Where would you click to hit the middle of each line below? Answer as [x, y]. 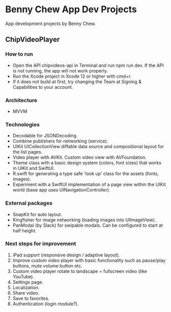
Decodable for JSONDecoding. [45, 136]
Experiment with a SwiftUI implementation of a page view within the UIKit [89, 184]
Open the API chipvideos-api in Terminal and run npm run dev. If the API [88, 65]
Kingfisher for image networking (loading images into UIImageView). [84, 220]
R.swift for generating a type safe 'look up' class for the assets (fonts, [86, 174]
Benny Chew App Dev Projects [71, 9]
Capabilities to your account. [43, 87]
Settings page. [28, 282]
